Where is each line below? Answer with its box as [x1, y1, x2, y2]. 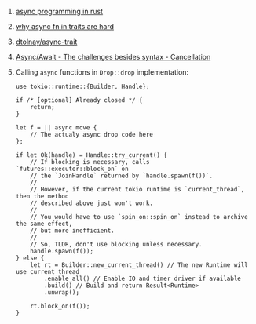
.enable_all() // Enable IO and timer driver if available [44, 275, 241, 282]
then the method [15, 192, 69, 200]
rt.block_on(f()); [30, 302, 90, 310]
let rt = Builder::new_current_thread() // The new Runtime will [30, 261, 249, 269]
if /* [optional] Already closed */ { [15, 96, 143, 104]
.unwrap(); [44, 289, 80, 297]
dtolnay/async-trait [15, 37, 78, 46]
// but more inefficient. [30, 227, 115, 235]
